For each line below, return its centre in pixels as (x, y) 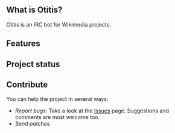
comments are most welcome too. (57, 117)
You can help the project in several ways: (57, 99)
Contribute (27, 84)
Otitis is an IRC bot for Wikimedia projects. (59, 24)
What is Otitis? (34, 10)
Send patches (32, 124)
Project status (33, 64)
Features (23, 44)
